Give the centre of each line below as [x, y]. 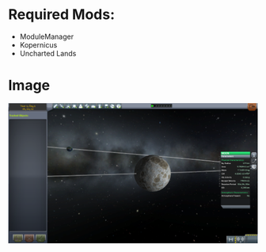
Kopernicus [38, 44]
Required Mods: [62, 15]
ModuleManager [46, 36]
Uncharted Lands [48, 53]
